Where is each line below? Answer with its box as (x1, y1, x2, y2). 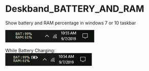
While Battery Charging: (5, 47, 55, 53)
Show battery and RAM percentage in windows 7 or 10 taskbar (5, 20, 136, 26)
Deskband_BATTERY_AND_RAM (5, 3, 144, 15)
